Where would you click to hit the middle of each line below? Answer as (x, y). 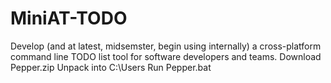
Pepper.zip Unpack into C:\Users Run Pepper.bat (111, 67)
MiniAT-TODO (69, 18)
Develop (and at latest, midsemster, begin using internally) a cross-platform (166, 46)
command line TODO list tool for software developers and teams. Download (166, 56)
